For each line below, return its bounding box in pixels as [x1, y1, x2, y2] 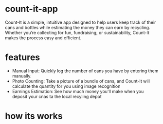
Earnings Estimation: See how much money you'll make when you [12, 88, 144, 94]
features [5, 52, 40, 63]
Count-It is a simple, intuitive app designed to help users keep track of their [5, 19, 156, 25]
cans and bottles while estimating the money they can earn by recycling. [5, 24, 150, 30]
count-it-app [5, 3, 58, 15]
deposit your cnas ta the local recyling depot [12, 93, 102, 99]
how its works [5, 110, 63, 122]
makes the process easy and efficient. [5, 35, 82, 41]
